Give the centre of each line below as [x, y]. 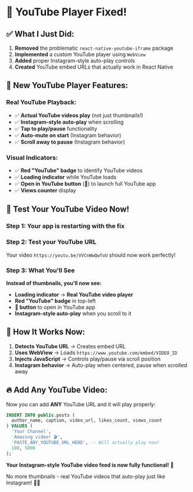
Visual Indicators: [32, 157]
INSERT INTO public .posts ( [41, 415]
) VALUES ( [19, 426]
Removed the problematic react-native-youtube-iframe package [94, 48]
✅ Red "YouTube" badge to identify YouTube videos [78, 170]
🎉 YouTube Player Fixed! [66, 12]
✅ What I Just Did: [40, 34]
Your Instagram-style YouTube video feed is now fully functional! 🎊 [90, 465]
